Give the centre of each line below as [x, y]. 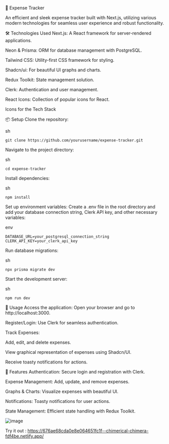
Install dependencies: [27, 178]
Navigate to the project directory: [40, 150]
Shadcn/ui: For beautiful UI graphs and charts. [53, 70]
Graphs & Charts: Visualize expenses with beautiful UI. [62, 391]
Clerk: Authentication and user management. [52, 89]
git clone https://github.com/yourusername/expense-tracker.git [74, 140]
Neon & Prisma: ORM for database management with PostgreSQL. [74, 50]
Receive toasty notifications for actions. [46, 362]
